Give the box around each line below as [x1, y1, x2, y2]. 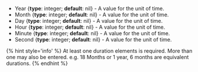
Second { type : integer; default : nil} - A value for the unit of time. [14, 36, 173, 43]
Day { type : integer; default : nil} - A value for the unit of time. [14, 18, 163, 24]
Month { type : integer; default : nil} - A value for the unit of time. [14, 11, 169, 18]
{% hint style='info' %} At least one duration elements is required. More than [6, 47, 193, 54]
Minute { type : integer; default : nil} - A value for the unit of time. [14, 30, 170, 37]
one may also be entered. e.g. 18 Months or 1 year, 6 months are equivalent [6, 54, 189, 60]
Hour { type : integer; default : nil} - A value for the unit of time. [14, 23, 165, 30]
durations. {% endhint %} [6, 60, 68, 67]
